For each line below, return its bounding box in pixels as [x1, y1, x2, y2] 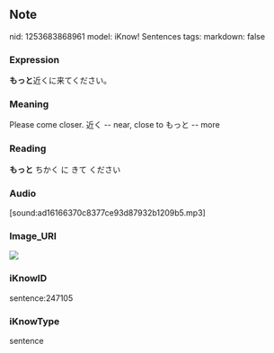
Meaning [9, 98, 49, 110]
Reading [9, 143, 47, 155]
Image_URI [9, 229, 57, 242]
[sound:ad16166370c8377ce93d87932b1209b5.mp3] [9, 207, 207, 218]
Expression [9, 53, 60, 66]
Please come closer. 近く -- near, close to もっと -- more [9, 119, 220, 130]
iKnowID [9, 272, 48, 285]
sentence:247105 [9, 292, 74, 304]
